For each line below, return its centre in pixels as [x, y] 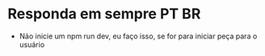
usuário [32, 44]
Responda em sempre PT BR [104, 14]
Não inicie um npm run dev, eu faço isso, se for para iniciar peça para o [138, 36]
